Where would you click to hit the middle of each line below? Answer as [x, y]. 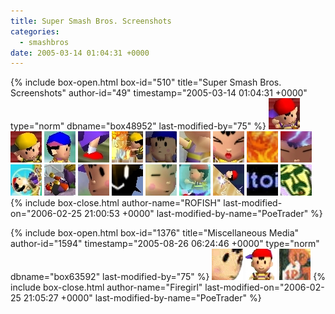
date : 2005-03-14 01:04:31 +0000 [80, 53]
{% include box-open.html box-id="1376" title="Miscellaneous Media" [155, 233]
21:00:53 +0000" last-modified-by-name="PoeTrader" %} [203, 214]
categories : [35, 31]
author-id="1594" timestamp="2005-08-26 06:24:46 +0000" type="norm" [165, 244]
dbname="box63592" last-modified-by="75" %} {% [168, 277]
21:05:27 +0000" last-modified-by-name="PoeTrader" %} [142, 298]
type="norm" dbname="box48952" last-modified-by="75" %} [138, 126]
